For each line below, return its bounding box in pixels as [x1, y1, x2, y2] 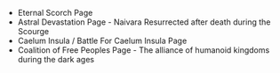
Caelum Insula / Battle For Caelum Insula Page [17, 35, 188, 46]
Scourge [17, 26, 50, 36]
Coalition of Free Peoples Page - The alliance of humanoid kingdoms [17, 45, 270, 55]
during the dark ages [17, 55, 95, 64]
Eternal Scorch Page [17, 8, 93, 18]
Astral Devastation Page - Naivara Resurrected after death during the [17, 17, 271, 27]
